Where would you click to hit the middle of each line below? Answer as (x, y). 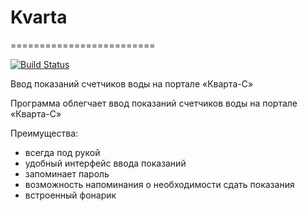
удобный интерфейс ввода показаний (105, 163)
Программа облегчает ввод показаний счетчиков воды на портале (154, 103)
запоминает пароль (67, 173)
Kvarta (39, 17)
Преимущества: (44, 133)
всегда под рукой (62, 152)
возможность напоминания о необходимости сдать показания (159, 184)
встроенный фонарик (70, 195)
